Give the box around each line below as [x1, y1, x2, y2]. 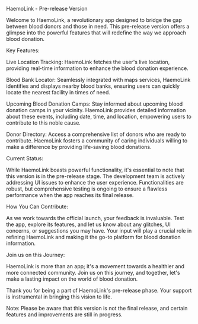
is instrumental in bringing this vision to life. [6, 293, 113, 300]
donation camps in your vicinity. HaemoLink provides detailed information [6, 107, 186, 113]
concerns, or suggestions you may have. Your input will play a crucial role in [6, 227, 192, 234]
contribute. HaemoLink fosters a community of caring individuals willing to [6, 137, 188, 144]
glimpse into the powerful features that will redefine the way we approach [6, 29, 187, 36]
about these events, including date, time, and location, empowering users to [6, 113, 191, 120]
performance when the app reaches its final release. [6, 192, 134, 198]
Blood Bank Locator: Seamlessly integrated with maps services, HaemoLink [6, 77, 191, 83]
